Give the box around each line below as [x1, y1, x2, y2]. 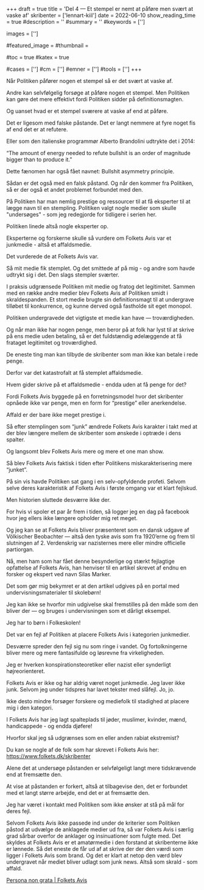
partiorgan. [6, 546, 35, 553]
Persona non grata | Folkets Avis [6, 877, 87, 884]
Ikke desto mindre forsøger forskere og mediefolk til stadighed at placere [6, 698, 190, 704]
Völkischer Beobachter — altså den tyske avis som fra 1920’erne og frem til [6, 533, 195, 540]
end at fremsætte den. [6, 771, 63, 778]
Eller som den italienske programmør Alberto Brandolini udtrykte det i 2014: [6, 137, 195, 145]
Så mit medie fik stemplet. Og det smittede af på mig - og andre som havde [6, 265, 195, 272]
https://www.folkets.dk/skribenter [6, 753, 91, 759]
